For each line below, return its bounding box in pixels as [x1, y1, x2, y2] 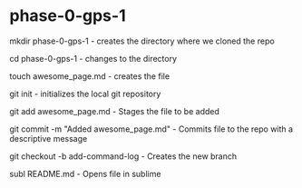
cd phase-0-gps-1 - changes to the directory [9, 53, 178, 64]
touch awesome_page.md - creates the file [9, 70, 170, 82]
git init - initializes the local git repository [9, 88, 161, 99]
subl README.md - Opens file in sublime [9, 168, 161, 179]
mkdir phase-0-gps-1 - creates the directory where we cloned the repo [9, 35, 275, 46]
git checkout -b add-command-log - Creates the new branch [9, 151, 238, 162]
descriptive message [9, 133, 88, 143]
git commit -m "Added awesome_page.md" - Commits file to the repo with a [9, 124, 293, 134]
